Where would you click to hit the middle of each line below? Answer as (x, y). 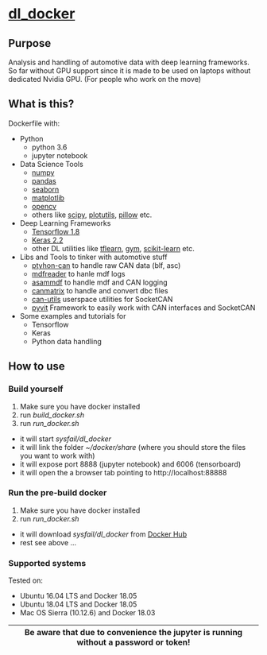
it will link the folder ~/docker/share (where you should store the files (133, 447)
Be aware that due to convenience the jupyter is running (133, 633)
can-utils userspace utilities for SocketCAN (102, 299)
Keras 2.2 (47, 240)
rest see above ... (48, 542)
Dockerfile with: (34, 123)
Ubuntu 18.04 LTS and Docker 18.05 (78, 604)
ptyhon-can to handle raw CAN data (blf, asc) (106, 265)
